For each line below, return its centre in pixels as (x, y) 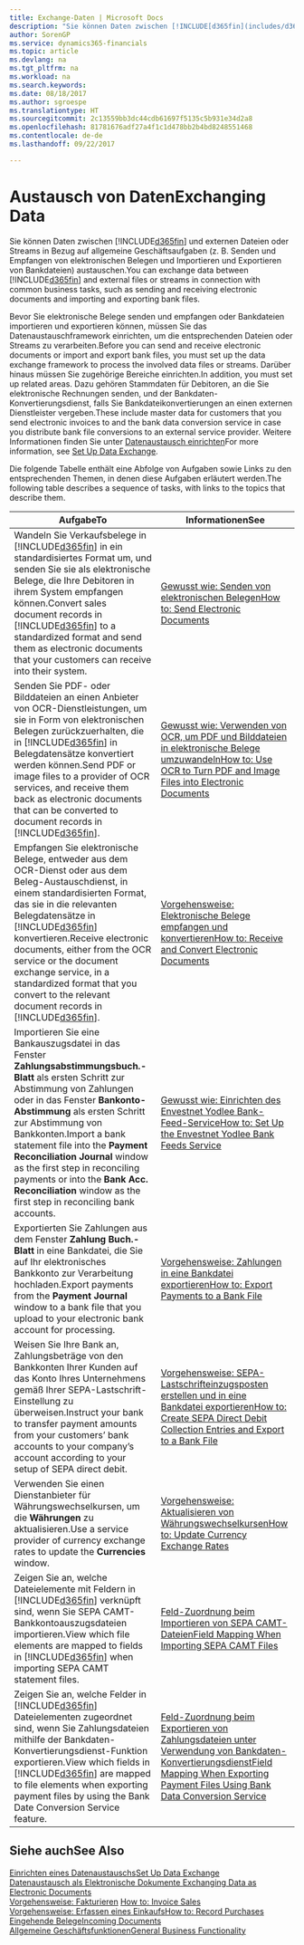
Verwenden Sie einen (59, 1483)
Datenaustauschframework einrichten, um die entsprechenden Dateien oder (151, 335)
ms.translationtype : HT (54, 110)
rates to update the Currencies (80, 1551)
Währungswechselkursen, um (77, 1506)
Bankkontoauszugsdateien (71, 1623)
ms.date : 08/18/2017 (48, 93)
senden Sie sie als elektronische (82, 569)
